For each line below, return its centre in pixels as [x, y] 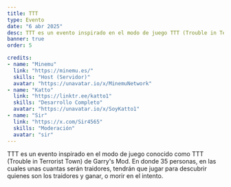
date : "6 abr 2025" [35, 26]
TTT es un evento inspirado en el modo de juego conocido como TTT [106, 154]
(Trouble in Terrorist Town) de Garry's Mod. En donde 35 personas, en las [112, 162]
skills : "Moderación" [44, 128]
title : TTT [23, 13]
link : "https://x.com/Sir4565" [58, 122]
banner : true [26, 39]
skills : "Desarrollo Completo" [58, 103]
